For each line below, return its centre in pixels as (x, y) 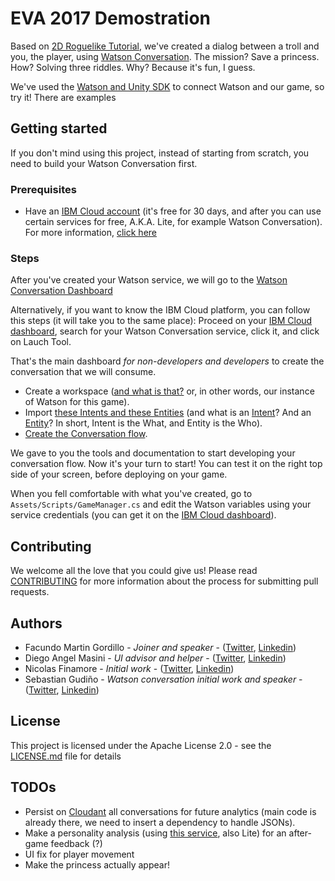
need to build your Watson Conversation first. (104, 163)
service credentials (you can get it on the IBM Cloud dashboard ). (143, 515)
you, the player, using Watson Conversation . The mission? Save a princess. (165, 56)
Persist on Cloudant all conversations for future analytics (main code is (170, 811)
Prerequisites (43, 189)
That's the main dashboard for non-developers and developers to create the (167, 361)
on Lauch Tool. (41, 342)
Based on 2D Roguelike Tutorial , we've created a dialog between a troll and (165, 46)
